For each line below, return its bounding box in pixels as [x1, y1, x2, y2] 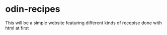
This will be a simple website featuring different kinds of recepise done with [5, 20, 162, 26]
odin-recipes [5, 3, 60, 15]
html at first [5, 25, 29, 31]
